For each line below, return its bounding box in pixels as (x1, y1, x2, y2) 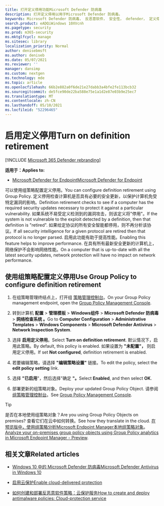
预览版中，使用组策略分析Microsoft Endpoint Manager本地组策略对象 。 (5, 424, 148, 430)
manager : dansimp (5, 67, 41, 72)
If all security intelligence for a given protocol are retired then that (14, 228, 145, 234)
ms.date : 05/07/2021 (5, 57, 47, 62)
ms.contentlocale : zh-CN (5, 99, 56, 103)
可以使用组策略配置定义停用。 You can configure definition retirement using (5, 187, 156, 193)
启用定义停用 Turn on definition (5, 130, 130, 141)
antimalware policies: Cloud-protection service (12, 496, 106, 502)
